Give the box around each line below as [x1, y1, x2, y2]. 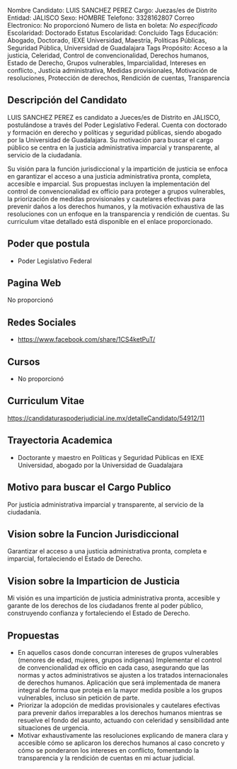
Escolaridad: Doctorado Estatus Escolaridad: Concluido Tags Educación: [7, 28, 219, 37]
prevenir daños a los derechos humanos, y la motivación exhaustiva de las [7, 202, 224, 211]
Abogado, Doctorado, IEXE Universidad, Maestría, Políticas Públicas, [7, 36, 207, 45]
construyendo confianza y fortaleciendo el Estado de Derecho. [7, 609, 190, 617]
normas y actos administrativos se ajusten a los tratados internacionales [17, 670, 229, 679]
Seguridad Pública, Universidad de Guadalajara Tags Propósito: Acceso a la [7, 44, 228, 52]
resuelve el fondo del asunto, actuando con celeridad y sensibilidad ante [17, 716, 230, 724]
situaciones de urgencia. [17, 723, 90, 732]
